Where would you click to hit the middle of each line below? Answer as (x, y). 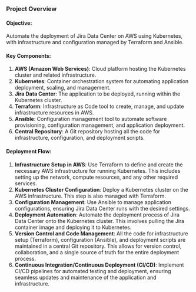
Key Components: (29, 55)
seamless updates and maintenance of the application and (86, 277)
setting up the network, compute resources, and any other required (96, 177)
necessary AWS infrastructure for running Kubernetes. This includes (97, 170)
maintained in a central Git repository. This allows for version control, (98, 246)
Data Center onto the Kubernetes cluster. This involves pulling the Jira (99, 221)
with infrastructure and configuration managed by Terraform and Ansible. (95, 42)
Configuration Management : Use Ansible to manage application (93, 202)
